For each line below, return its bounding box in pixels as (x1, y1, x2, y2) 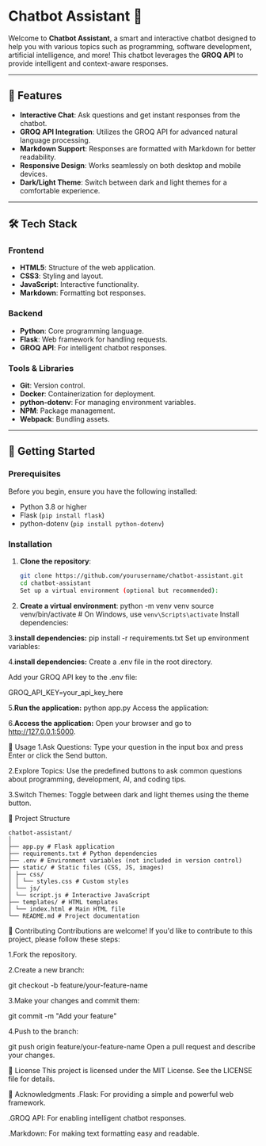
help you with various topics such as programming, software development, (8, 41, 252, 51)
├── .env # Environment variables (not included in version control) (8, 856, 243, 865)
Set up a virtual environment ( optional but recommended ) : (19, 586, 219, 594)
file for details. (8, 1074, 55, 1083)
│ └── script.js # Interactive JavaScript (8, 891, 150, 899)
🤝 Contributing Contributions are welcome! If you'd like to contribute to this (8, 926, 253, 935)
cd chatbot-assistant (19, 579, 91, 587)
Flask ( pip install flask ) (19, 510, 105, 520)
